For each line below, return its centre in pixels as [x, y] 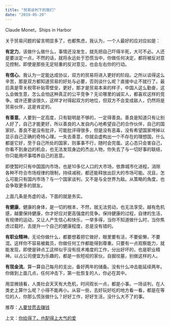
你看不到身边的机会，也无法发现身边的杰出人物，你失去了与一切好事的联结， [85, 149]
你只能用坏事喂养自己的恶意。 [36, 155]
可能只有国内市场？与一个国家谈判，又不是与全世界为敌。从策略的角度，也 [87, 179]
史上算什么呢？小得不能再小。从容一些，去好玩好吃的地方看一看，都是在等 [87, 290]
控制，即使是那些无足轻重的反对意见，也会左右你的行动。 [69, 64]
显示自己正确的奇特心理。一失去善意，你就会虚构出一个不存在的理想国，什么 [85, 136]
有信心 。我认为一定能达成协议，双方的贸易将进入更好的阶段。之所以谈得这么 [85, 75]
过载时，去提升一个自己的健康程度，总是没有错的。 [63, 226]
